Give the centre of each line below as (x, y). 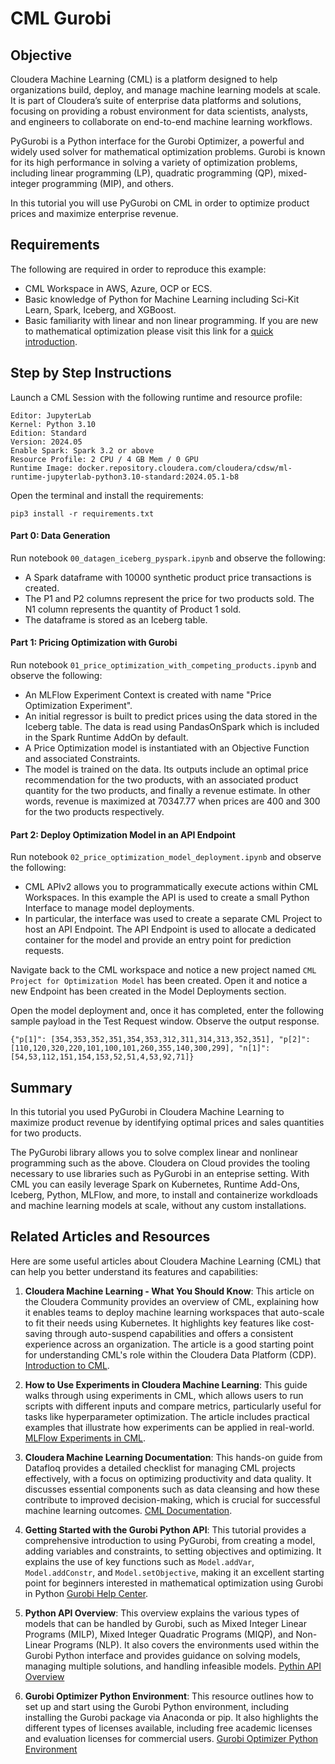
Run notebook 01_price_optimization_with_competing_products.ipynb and (163, 665)
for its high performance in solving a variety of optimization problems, (154, 162)
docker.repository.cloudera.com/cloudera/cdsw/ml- (185, 468)
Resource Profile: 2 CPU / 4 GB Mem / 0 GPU (104, 459)
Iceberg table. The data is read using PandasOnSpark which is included (172, 727)
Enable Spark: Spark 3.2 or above (82, 450)
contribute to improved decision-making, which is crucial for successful (172, 1499)
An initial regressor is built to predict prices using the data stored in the (171, 716)
